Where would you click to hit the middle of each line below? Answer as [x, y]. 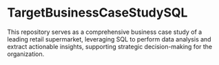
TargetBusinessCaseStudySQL [97, 13]
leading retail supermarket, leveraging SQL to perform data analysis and [109, 39]
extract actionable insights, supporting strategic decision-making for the [109, 46]
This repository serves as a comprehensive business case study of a [105, 32]
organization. [26, 54]
